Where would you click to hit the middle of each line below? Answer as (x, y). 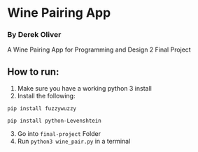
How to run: (33, 71)
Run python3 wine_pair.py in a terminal (74, 142)
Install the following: (46, 96)
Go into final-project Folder (59, 134)
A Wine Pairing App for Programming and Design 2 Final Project (99, 50)
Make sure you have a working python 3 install (84, 89)
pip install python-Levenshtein (54, 121)
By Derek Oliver (34, 35)
